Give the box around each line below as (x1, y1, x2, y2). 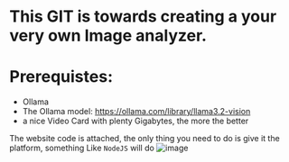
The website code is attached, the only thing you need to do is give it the (9, 133, 280, 144)
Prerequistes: (9, 67, 113, 87)
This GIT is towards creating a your (9, 6, 277, 27)
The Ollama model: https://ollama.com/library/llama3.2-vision (22, 106, 251, 117)
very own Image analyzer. (9, 25, 208, 46)
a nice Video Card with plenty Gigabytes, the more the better (22, 115, 249, 127)
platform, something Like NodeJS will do (9, 142, 155, 154)
